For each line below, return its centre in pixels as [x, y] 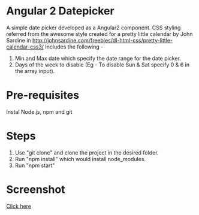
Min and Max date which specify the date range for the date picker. [98, 58]
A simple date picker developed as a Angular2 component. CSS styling [94, 28]
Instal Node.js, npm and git [39, 111]
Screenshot [36, 189]
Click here [19, 206]
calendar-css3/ [25, 47]
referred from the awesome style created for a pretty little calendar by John [99, 34]
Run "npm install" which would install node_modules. [80, 159]
